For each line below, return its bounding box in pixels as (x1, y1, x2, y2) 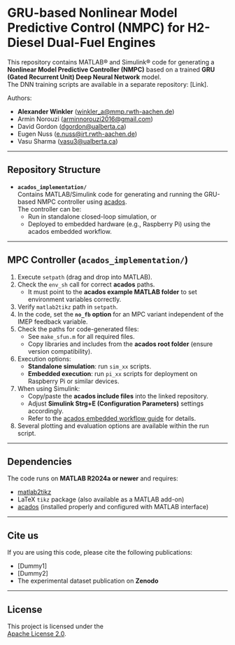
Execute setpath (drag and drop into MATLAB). (17, 272, 152, 281)
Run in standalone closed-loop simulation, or (27, 212, 157, 221)
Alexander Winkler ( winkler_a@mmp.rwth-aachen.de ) (17, 107, 175, 116)
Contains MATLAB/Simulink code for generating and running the (17, 190, 203, 198)
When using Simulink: (17, 384, 80, 393)
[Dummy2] (17, 569, 49, 578)
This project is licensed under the (7, 622, 104, 630)
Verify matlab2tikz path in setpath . (17, 303, 118, 311)
